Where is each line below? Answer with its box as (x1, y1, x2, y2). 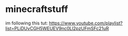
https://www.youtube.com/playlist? (49, 20, 123, 26)
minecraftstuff (5, 3, 68, 15)
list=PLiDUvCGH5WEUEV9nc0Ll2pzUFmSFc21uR (5, 25, 109, 31)
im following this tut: (5, 20, 48, 26)
